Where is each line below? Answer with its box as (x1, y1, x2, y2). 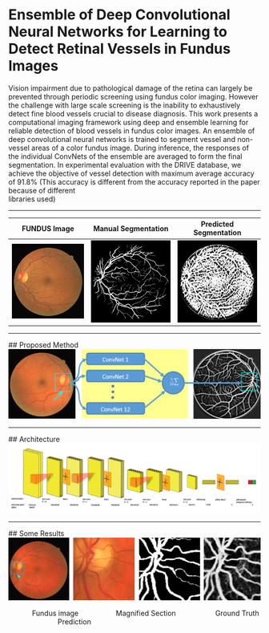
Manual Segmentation (93, 223, 169, 233)
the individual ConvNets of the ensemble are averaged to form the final (8, 151, 243, 161)
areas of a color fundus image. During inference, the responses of (31, 143, 250, 152)
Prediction (57, 617, 92, 627)
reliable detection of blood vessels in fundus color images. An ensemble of (8, 126, 255, 136)
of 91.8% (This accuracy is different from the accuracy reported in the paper (8, 177, 260, 186)
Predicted (200, 219, 235, 229)
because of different (8, 185, 76, 195)
